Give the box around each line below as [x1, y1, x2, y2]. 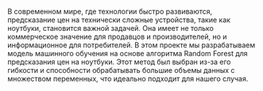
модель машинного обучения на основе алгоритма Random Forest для [7, 49, 248, 58]
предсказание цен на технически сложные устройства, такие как [7, 15, 231, 25]
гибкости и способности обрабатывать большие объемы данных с [7, 66, 235, 74]
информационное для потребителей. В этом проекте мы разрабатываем [7, 40, 256, 50]
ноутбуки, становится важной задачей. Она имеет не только [7, 24, 214, 32]
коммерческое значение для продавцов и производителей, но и [7, 32, 227, 41]
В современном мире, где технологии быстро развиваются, [7, 7, 213, 16]
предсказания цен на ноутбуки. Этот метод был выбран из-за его [7, 57, 231, 66]
